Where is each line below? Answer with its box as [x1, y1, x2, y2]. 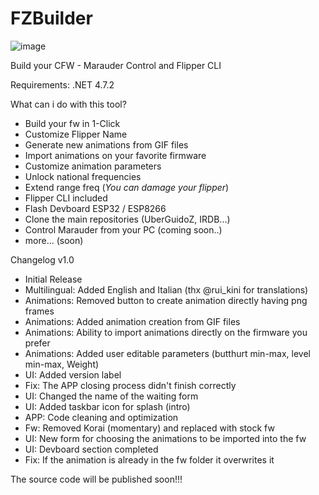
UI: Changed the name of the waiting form [24, 390, 199, 402]
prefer [24, 337, 51, 349]
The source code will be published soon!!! [10, 473, 183, 485]
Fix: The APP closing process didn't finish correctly [24, 379, 237, 391]
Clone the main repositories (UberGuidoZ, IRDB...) [24, 213, 231, 225]
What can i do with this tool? [10, 98, 127, 110]
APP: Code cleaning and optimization [24, 411, 179, 423]
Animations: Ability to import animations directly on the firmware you [24, 326, 308, 338]
